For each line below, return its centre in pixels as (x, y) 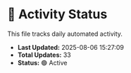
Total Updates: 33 (44, 55)
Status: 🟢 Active (42, 62)
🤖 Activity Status (57, 14)
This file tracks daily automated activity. (65, 34)
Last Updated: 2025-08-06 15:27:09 (71, 47)
